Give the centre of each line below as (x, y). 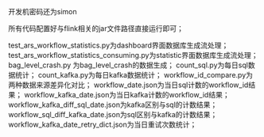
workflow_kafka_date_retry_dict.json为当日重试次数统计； (103, 124)
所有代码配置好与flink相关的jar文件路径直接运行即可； (96, 29)
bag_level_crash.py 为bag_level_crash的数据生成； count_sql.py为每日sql (128, 65)
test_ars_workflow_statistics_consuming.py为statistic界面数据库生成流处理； (133, 55)
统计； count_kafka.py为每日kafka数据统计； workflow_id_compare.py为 (134, 75)
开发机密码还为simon (43, 11)
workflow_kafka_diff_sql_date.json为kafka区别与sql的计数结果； (113, 105)
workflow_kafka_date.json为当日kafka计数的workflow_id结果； (126, 95)
